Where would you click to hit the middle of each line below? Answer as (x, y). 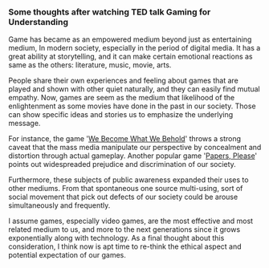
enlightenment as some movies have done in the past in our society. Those (132, 106)
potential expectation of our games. (67, 255)
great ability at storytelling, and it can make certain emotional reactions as (130, 57)
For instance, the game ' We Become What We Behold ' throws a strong (125, 139)
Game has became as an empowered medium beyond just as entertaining (130, 39)
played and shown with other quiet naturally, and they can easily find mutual (134, 89)
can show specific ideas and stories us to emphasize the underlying (121, 115)
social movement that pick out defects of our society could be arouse (123, 197)
